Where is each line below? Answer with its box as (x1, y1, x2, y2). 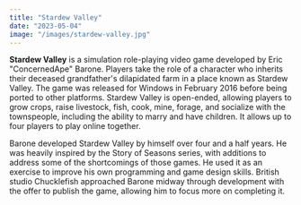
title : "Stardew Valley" (9, 13, 102, 22)
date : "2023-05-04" (9, 21, 83, 30)
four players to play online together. (9, 121, 141, 132)
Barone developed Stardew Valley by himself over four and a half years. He (9, 138, 288, 149)
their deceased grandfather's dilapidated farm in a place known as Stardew (9, 73, 288, 84)
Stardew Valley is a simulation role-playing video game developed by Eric (9, 55, 283, 65)
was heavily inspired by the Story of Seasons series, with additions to (9, 148, 267, 158)
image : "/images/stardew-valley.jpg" (9, 30, 151, 38)
